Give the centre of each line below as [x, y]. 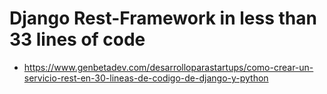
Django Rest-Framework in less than [163, 18]
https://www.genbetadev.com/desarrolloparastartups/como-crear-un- [168, 67]
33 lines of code [77, 39]
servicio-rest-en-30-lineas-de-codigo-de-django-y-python [146, 78]
